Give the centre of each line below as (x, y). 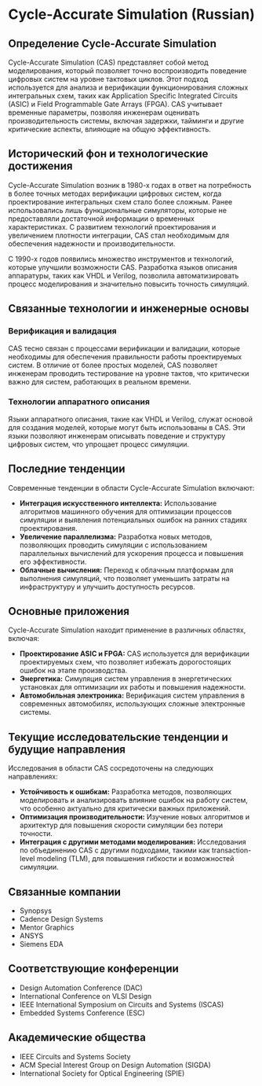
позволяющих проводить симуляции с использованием (113, 545)
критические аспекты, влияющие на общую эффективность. (110, 129)
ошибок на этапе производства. (73, 671)
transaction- (231, 850)
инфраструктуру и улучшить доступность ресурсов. (107, 587)
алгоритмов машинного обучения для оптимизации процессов (126, 511)
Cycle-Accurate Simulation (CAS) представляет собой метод (109, 62)
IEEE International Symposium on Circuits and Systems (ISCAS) (122, 1004)
